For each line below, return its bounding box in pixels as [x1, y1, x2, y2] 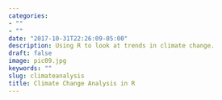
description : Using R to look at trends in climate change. [8, 42, 216, 50]
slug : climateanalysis [8, 72, 85, 80]
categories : [8, 11, 48, 20]
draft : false [8, 49, 52, 57]
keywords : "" [8, 65, 52, 73]
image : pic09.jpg [8, 57, 67, 65]
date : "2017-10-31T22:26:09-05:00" [8, 34, 128, 43]
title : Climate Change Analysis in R [8, 79, 136, 87]
